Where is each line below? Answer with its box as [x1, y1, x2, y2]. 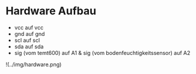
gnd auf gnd [14, 30, 45, 37]
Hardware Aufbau [5, 4, 97, 18]
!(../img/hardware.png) [5, 61, 62, 68]
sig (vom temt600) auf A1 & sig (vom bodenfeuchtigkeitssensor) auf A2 [14, 49, 191, 56]
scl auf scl [14, 36, 40, 44]
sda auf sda [14, 43, 44, 50]
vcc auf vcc [14, 24, 44, 31]
